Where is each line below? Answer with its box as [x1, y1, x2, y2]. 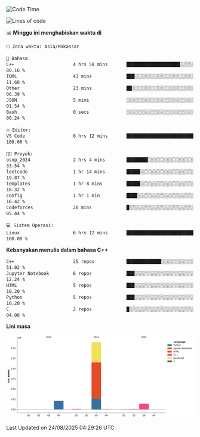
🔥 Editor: [6, 127, 31, 133]
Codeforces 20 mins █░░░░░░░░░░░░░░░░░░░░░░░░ [6, 204, 194, 210]
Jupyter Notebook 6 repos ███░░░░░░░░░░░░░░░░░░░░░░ [6, 271, 194, 277]
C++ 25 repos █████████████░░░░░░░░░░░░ [6, 259, 194, 265]
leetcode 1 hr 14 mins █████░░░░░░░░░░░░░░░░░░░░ [6, 169, 194, 175]
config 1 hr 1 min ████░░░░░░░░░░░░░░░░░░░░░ [6, 193, 194, 199]
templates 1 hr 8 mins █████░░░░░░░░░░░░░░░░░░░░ [6, 181, 194, 187]
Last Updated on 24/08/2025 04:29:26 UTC [6, 424, 115, 432]
